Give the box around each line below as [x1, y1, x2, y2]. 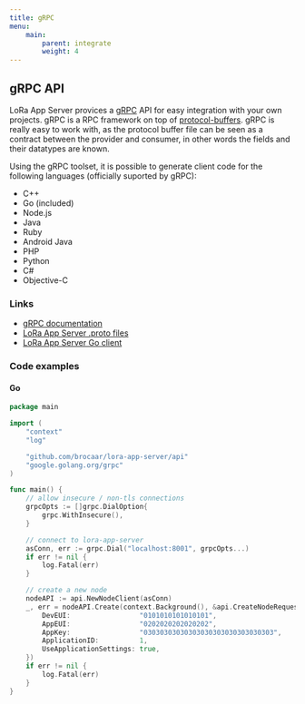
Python [22, 255, 50, 266]
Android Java [22, 236, 73, 247]
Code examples [9, 360, 80, 373]
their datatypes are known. [9, 142, 111, 154]
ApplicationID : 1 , [42, 636, 148, 645]
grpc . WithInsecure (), [42, 511, 124, 520]
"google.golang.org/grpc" [25, 460, 124, 470]
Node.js [22, 207, 53, 218]
